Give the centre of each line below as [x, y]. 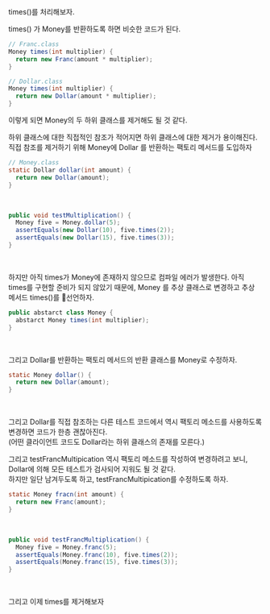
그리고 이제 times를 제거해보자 [56, 602]
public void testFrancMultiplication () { [79, 539]
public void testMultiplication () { [70, 215]
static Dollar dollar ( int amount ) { [70, 170]
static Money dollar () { [50, 375]
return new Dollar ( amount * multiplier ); [86, 96]
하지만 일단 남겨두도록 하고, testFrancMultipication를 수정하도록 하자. [118, 479]
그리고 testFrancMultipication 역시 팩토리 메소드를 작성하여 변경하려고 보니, [128, 459]
